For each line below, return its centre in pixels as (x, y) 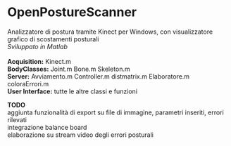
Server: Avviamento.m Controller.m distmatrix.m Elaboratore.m (99, 76)
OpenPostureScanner (72, 12)
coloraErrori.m (28, 84)
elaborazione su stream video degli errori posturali (80, 135)
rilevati (17, 119)
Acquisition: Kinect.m (39, 61)
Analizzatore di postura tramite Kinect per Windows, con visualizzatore (110, 32)
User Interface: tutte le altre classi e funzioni (73, 91)
